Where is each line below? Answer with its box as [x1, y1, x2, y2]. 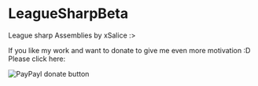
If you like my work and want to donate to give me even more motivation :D [8, 45, 251, 55]
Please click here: [8, 54, 66, 63]
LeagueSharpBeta [8, 5, 128, 23]
